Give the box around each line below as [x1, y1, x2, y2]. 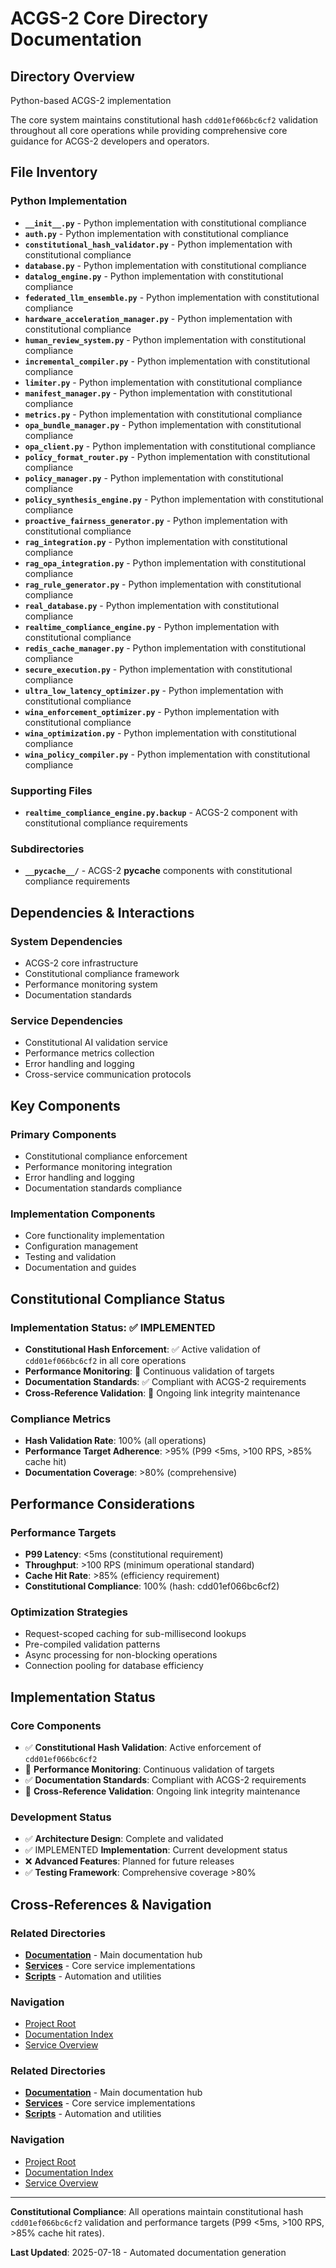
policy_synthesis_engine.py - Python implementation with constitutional [24, 493, 324, 505]
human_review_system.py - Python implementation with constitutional [24, 333, 307, 346]
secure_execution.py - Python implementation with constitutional [24, 663, 293, 675]
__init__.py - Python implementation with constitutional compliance [24, 217, 307, 229]
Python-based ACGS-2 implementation [10, 95, 172, 106]
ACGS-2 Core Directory [10, 7, 208, 30]
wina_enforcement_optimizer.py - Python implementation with [24, 705, 280, 717]
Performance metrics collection [24, 1047, 155, 1059]
